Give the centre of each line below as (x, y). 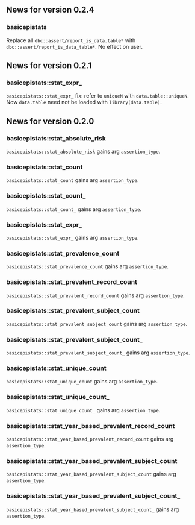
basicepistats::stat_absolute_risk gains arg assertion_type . (83, 152)
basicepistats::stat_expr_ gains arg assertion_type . (73, 237)
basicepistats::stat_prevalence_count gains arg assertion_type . (87, 266)
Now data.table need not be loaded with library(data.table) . (84, 102)
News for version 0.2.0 (50, 121)
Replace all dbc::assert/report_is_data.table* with (71, 40)
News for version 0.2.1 (49, 66)
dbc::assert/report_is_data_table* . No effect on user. (75, 46)
